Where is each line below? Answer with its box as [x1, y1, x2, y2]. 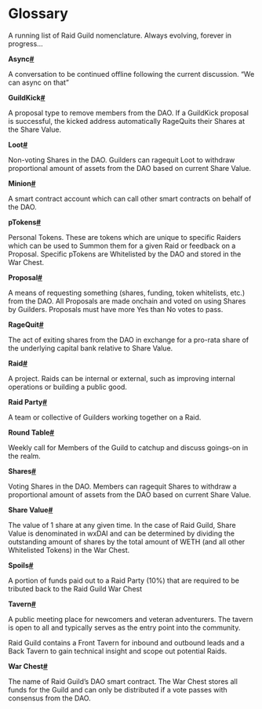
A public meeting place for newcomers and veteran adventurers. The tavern [8, 614, 253, 624]
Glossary [8, 5, 69, 23]
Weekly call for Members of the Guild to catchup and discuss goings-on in [8, 442, 249, 452]
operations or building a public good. [8, 382, 128, 391]
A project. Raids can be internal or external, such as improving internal [8, 373, 235, 383]
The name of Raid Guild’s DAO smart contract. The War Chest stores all [8, 676, 238, 686]
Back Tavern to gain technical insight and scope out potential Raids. [8, 646, 227, 656]
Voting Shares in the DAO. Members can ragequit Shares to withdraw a [8, 482, 237, 491]
